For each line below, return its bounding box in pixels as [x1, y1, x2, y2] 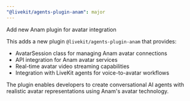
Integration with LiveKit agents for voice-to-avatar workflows [15, 69, 170, 77]
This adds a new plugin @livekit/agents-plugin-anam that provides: [6, 37, 177, 45]
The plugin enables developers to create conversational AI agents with [6, 81, 184, 88]
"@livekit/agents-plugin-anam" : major [6, 9, 105, 15]
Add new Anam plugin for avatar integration [6, 26, 116, 33]
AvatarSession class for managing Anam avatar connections [15, 50, 167, 57]
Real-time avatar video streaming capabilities [15, 62, 130, 70]
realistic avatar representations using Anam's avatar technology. [6, 87, 169, 95]
